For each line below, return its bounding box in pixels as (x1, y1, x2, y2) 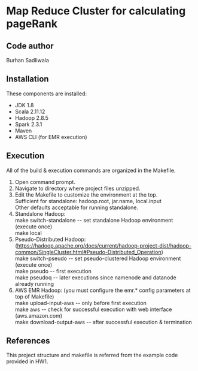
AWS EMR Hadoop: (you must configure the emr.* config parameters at (14, 286, 191, 294)
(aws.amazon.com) (14, 312, 63, 319)
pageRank (6, 17, 58, 31)
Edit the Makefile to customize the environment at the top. (14, 191, 158, 198)
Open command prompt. (14, 178, 76, 185)
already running (14, 280, 54, 287)
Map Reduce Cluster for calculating (6, 4, 186, 18)
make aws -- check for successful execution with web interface (14, 306, 172, 313)
